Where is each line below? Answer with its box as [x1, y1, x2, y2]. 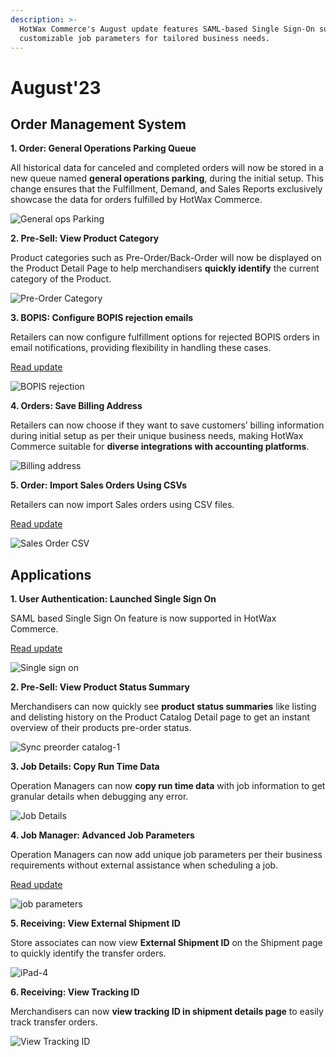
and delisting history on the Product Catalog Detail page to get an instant [10, 711, 310, 723]
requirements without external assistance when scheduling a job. [10, 859, 279, 871]
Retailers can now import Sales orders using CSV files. [10, 499, 235, 511]
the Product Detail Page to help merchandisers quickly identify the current [10, 262, 320, 275]
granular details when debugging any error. [10, 791, 189, 803]
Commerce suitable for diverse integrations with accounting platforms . [10, 441, 310, 453]
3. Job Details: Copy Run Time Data [10, 761, 160, 773]
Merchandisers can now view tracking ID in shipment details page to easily [10, 1006, 324, 1018]
